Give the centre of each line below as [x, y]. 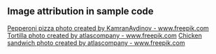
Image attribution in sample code [80, 11]
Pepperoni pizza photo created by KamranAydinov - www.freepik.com [108, 28]
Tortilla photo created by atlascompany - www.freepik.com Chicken [105, 35]
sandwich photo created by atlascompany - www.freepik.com [96, 43]
